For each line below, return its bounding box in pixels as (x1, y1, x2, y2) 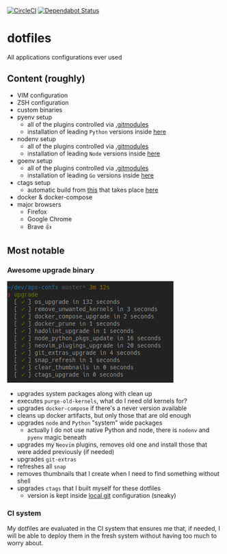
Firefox (27, 207, 47, 216)
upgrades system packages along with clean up (16, 390, 152, 398)
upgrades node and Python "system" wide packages (16, 418, 163, 427)
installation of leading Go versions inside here (27, 171, 155, 179)
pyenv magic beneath (27, 433, 87, 442)
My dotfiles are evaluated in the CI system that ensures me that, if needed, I (7, 524, 220, 532)
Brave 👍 (27, 223, 52, 231)
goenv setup (16, 156, 53, 164)
